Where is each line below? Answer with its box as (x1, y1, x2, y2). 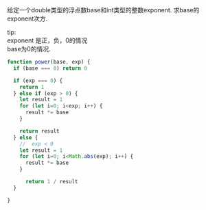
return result (19, 127, 60, 135)
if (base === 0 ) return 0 (13, 64, 88, 72)
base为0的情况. (7, 45, 51, 53)
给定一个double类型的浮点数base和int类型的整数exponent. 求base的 (7, 6, 200, 14)
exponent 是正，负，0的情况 (7, 36, 88, 44)
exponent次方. (7, 14, 48, 23)
